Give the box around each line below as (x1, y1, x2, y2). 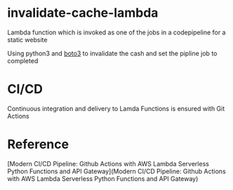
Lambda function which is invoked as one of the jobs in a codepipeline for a (7, 28, 226, 36)
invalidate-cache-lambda (7, 5, 159, 21)
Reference (7, 137, 69, 152)
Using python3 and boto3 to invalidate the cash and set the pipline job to (7, 49, 218, 57)
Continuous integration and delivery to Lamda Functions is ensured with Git (7, 104, 225, 113)
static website (7, 35, 48, 43)
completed (7, 56, 39, 65)
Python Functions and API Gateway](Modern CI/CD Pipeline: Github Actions (7, 167, 226, 175)
